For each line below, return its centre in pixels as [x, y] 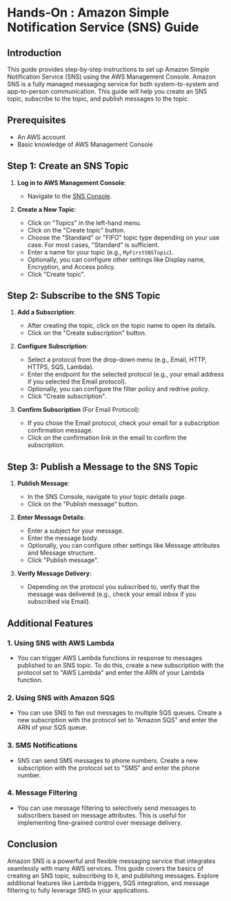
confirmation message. [60, 430]
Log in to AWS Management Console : [71, 182]
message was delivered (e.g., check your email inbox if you [112, 594]
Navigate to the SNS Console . [70, 196]
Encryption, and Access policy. [71, 266]
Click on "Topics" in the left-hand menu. [84, 223]
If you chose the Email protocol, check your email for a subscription [123, 423]
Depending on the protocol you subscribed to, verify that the [113, 587]
